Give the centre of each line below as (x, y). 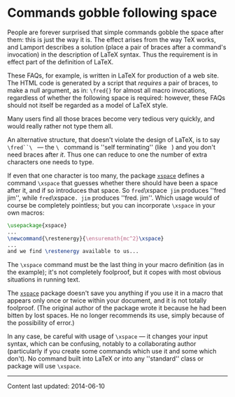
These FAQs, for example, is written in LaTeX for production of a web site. (113, 75)
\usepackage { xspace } (37, 225)
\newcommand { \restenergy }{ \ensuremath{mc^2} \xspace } (86, 238)
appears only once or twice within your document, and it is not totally (107, 301)
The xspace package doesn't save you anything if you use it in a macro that (115, 293)
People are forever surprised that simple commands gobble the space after (115, 32)
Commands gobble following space (112, 13)
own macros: (26, 212)
